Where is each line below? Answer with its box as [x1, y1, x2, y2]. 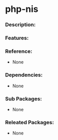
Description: [5, 21, 36, 28]
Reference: [5, 48, 33, 55]
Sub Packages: [5, 95, 42, 102]
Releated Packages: [5, 119, 55, 126]
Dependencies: [5, 71, 43, 78]
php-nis [5, 3, 39, 15]
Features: [5, 35, 29, 42]
